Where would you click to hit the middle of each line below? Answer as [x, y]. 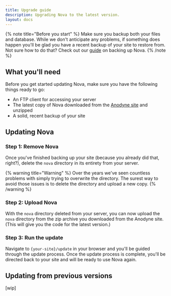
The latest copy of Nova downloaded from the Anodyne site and [80, 105]
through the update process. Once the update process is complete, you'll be [86, 254]
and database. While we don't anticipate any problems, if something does [83, 39]
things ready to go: [25, 89]
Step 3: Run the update [34, 238]
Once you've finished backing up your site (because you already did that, [82, 157]
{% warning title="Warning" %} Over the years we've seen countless [78, 173]
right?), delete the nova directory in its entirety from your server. [72, 163]
